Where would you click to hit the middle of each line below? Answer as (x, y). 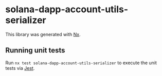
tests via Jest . (20, 68)
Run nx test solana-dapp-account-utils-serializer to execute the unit (81, 63)
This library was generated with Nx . (43, 34)
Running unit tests (35, 50)
